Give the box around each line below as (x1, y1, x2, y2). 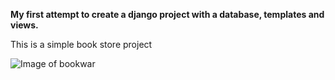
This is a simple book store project (10, 39, 153, 50)
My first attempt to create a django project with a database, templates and (10, 9, 325, 20)
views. (10, 19, 39, 31)
